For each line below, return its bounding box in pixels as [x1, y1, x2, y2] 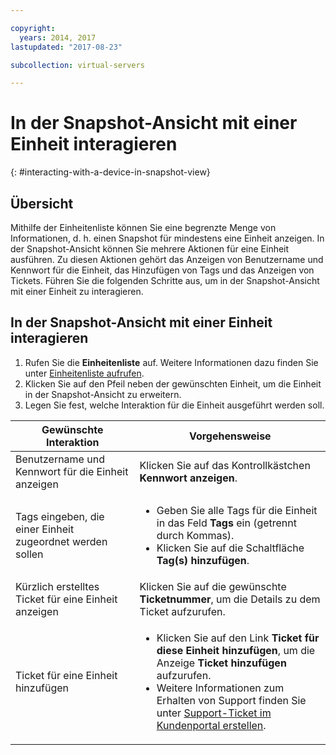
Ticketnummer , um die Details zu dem [139, 592, 321, 606]
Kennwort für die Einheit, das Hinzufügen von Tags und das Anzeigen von [10, 264, 315, 276]
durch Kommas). [156, 528, 235, 542]
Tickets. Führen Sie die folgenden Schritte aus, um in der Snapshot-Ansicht [10, 275, 320, 286]
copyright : [10, 23, 56, 33]
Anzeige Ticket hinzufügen [156, 656, 287, 670]
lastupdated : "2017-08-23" [10, 42, 123, 52]
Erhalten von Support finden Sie [156, 693, 307, 707]
